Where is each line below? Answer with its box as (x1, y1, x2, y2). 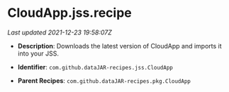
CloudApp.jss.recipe (7, 5, 133, 21)
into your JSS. (17, 49, 59, 58)
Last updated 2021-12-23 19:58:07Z (7, 28, 112, 37)
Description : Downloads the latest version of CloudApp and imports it (17, 41, 222, 50)
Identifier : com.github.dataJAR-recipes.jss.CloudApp (17, 63, 174, 71)
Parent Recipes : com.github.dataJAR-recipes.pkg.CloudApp (17, 76, 191, 85)
